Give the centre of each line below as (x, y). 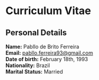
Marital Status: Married (34, 71)
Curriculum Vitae (48, 11)
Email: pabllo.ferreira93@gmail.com (49, 53)
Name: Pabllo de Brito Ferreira (42, 46)
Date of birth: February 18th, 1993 (47, 59)
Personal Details (36, 33)
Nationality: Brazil (28, 65)
